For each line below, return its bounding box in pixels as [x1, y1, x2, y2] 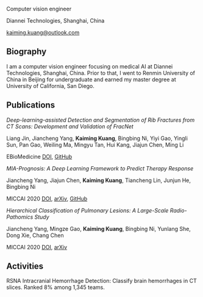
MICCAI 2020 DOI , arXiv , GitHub [6, 195, 88, 202]
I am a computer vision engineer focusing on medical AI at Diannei [6, 62, 173, 70]
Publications [6, 100, 55, 111]
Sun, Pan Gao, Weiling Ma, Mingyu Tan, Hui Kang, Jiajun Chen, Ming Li [6, 141, 184, 148]
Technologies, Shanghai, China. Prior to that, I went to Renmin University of [6, 69, 196, 76]
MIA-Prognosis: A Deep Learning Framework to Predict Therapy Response [6, 164, 194, 172]
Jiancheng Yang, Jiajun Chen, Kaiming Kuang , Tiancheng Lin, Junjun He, [6, 177, 191, 184]
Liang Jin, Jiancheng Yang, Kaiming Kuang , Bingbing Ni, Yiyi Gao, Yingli [6, 134, 188, 142]
